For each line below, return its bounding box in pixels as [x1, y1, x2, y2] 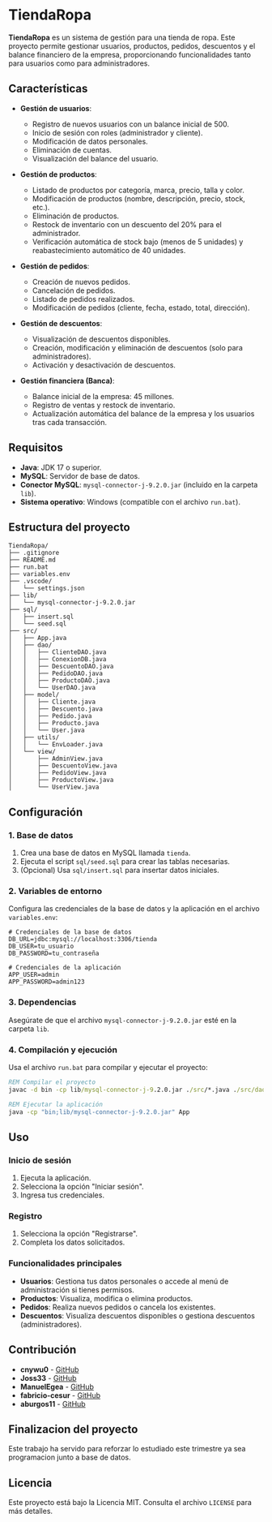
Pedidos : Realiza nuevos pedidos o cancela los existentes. [19, 1302, 216, 1312]
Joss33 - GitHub [19, 1373, 77, 1382]
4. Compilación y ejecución [8, 1044, 117, 1056]
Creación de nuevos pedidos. [32, 277, 131, 286]
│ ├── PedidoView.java [8, 769, 107, 777]
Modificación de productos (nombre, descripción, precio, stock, [32, 193, 245, 204]
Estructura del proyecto [8, 520, 131, 534]
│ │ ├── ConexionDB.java [8, 656, 107, 664]
